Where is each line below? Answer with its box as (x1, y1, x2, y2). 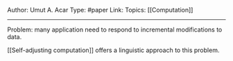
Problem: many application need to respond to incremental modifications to (7, 25, 223, 34)
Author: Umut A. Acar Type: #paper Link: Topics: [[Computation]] (7, 6, 193, 14)
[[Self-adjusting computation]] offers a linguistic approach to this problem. (7, 46, 220, 54)
